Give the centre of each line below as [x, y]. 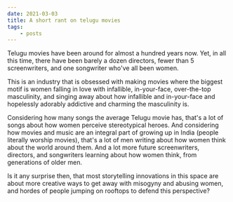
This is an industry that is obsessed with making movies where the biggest [115, 82]
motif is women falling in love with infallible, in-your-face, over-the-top [109, 89]
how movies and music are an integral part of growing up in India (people [113, 133]
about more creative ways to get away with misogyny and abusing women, [115, 184]
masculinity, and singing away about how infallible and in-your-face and [111, 97]
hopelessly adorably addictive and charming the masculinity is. [98, 104]
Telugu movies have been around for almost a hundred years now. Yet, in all [117, 53]
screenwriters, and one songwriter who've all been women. [93, 68]
